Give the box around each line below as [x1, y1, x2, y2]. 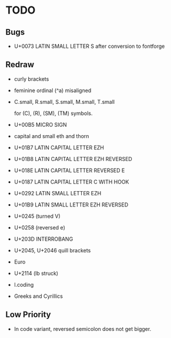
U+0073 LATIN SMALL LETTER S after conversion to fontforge [14, 42, 165, 50]
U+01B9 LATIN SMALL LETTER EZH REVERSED [14, 201, 129, 208]
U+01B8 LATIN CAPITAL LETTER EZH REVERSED [14, 155, 133, 162]
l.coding [14, 281, 34, 288]
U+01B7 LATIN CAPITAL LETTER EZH [14, 144, 104, 151]
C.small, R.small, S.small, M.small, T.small [14, 98, 115, 105]
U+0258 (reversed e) [14, 224, 65, 231]
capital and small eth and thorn [14, 132, 89, 139]
